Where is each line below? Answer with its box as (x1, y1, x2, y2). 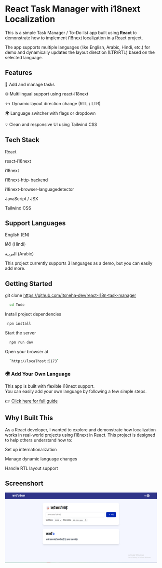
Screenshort (5, 479, 43, 488)
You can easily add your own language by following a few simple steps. (5, 388, 147, 394)
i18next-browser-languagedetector (5, 186, 74, 192)
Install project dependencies (5, 311, 62, 317)
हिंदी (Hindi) (5, 241, 26, 247)
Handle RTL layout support (5, 465, 58, 471)
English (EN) (5, 232, 30, 238)
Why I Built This (5, 414, 53, 422)
